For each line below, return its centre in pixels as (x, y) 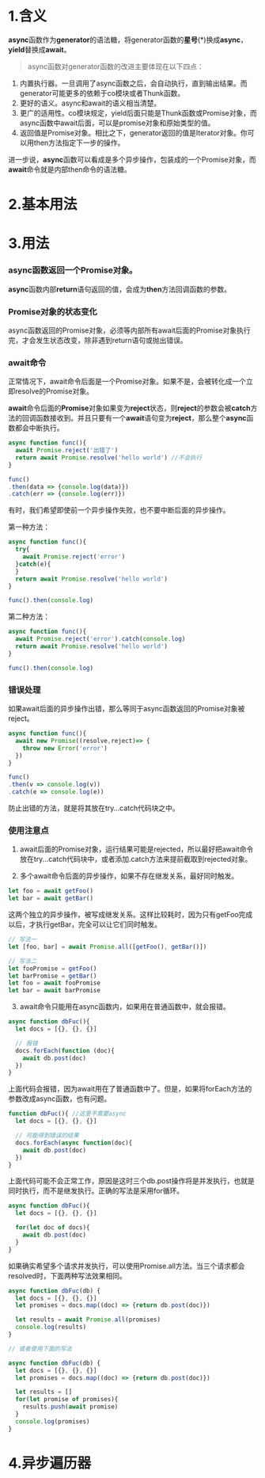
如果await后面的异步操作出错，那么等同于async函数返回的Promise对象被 (127, 709)
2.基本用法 (43, 205)
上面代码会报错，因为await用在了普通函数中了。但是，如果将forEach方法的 (130, 1089)
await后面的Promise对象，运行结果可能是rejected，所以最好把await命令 (136, 849)
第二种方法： (29, 617)
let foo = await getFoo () (51, 891)
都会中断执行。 (39, 428)
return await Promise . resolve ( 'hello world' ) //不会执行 (109, 457)
